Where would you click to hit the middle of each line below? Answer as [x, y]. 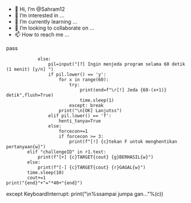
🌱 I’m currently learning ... [46, 22]
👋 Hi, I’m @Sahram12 [40, 9]
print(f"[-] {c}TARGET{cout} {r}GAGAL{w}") [91, 168]
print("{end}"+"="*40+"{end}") [44, 183]
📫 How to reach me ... [42, 35]
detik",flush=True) [30, 95]
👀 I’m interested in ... [39, 15]
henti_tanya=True [80, 121]
